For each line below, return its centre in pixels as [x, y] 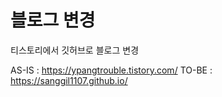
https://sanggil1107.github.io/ [69, 80]
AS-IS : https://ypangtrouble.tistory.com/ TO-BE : [111, 70]
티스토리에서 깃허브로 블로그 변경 [75, 50]
